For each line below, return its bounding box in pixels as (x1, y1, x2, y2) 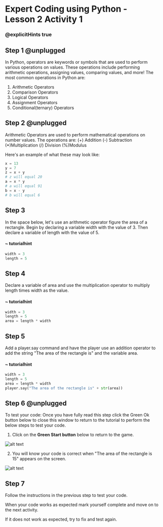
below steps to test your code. (5, 422, 66, 428)
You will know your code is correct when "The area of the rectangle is (12, 451, 152, 456)
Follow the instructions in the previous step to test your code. (5, 492, 128, 498)
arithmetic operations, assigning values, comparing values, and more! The (5, 69, 154, 75)
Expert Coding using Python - (5, 3, 127, 15)
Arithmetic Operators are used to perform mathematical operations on (5, 132, 145, 137)
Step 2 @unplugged (5, 119, 67, 127)
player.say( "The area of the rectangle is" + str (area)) (5, 386, 123, 391)
